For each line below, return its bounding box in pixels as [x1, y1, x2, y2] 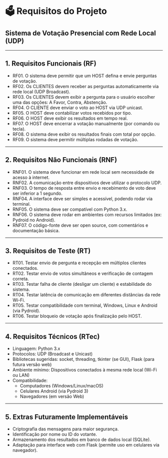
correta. [12, 276, 29, 282]
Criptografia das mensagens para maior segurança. [12, 426, 119, 432]
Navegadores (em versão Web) [19, 393, 84, 399]
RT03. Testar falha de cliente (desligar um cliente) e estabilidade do [12, 281, 152, 287]
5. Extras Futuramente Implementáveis [5, 412, 128, 421]
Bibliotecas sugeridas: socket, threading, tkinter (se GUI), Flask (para [12, 356, 155, 362]
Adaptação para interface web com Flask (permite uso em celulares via [12, 442, 160, 448]
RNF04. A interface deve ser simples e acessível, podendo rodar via [12, 195, 153, 202]
